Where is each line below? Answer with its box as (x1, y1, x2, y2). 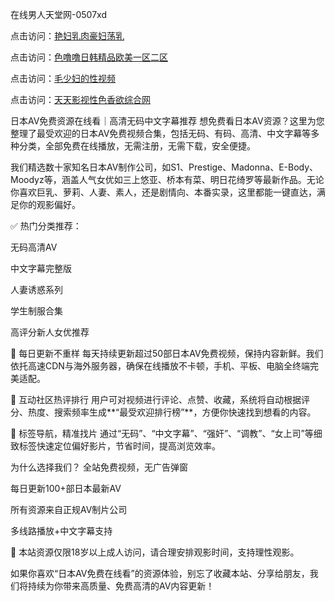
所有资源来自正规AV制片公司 (10, 504, 128, 515)
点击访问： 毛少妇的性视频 (10, 73, 116, 84)
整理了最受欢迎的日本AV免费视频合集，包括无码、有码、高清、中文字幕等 (10, 128, 312, 139)
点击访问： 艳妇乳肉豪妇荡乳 (10, 30, 125, 42)
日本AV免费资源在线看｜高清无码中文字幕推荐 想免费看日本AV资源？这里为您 (10, 115, 325, 127)
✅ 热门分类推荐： (10, 220, 82, 232)
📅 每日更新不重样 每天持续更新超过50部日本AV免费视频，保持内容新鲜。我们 (10, 348, 324, 359)
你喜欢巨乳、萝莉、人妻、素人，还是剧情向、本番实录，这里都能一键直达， (10, 186, 317, 198)
